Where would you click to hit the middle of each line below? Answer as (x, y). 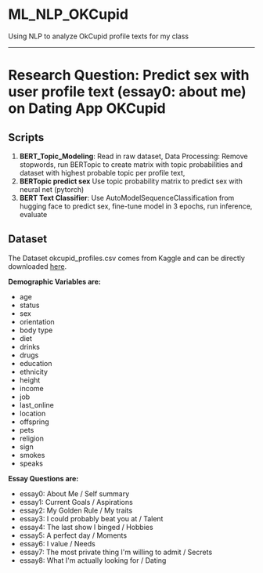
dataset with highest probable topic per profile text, (102, 172)
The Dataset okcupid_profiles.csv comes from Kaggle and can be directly (126, 258)
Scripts (26, 138)
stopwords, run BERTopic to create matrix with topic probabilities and (131, 164)
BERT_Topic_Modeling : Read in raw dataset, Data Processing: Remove (133, 156)
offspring (34, 422)
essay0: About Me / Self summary (74, 493)
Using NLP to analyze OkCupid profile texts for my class (99, 36)
